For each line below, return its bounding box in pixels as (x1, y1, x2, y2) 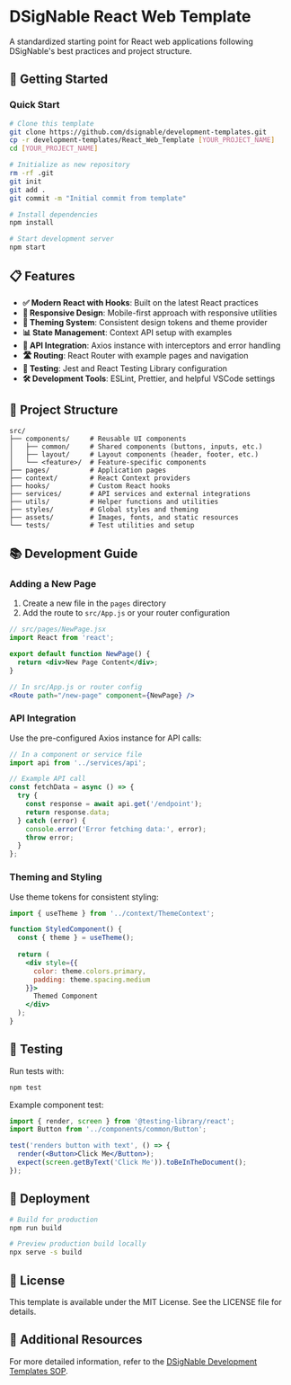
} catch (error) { (17, 816, 87, 825)
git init (9, 177, 42, 186)
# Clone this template (9, 119, 94, 128)
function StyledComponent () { (9, 925, 123, 934)
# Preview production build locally (9, 1239, 146, 1248)
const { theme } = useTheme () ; (17, 933, 135, 943)
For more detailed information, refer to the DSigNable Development (9, 1355, 258, 1367)
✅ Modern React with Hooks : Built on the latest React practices (22, 297, 259, 307)
